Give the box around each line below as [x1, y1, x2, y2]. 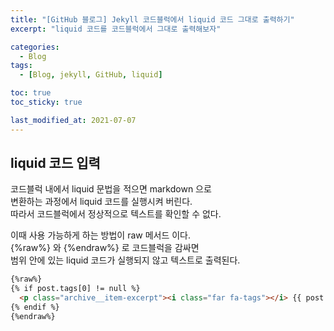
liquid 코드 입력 [10, 155, 101, 172]
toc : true [10, 88, 52, 98]
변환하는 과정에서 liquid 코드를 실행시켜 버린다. [10, 196, 193, 208]
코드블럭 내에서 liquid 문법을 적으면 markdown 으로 [10, 183, 212, 195]
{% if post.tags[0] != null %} [10, 284, 141, 294]
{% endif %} [10, 302, 60, 313]
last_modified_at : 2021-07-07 [10, 115, 137, 125]
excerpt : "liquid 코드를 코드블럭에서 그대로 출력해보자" [10, 24, 222, 34]
